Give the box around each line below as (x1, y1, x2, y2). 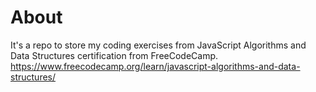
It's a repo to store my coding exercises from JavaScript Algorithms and (10, 39, 307, 51)
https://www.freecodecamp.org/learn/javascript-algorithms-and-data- (10, 60, 301, 72)
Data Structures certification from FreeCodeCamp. (10, 49, 219, 61)
